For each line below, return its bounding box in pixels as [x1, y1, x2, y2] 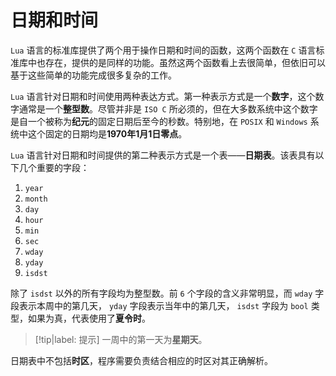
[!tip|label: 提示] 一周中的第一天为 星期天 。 [34, 333, 208, 345]
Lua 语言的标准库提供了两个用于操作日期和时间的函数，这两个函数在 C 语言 [10, 44, 317, 56]
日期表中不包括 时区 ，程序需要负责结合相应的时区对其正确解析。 [10, 354, 273, 366]
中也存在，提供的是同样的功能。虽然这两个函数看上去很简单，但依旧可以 [27, 56, 326, 68]
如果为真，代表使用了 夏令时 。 [27, 312, 151, 324]
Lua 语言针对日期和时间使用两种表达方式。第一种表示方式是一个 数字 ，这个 [10, 90, 316, 102]
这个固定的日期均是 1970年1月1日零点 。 [27, 127, 188, 140]
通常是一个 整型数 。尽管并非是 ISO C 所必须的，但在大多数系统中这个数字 [18, 102, 318, 115]
